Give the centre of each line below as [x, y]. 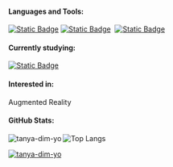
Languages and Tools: [46, 11]
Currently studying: [42, 48]
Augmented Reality [40, 102]
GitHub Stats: [31, 120]
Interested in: [31, 84]
